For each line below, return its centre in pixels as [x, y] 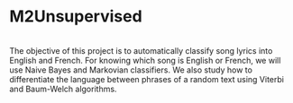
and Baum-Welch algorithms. [63, 89]
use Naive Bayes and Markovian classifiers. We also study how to [131, 70]
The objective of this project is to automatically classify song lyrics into [141, 50]
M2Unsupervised [76, 17]
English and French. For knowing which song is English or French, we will [145, 60]
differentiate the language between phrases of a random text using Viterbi [146, 79]
